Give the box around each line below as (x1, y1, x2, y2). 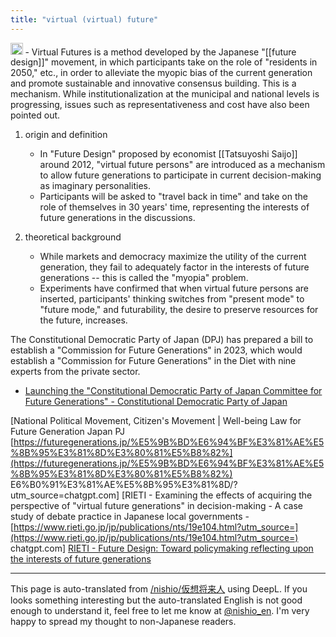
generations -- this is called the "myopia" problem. (39, 272, 249, 284)
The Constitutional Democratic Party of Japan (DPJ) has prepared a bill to (10, 334, 314, 346)
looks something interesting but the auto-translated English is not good (10, 594, 303, 606)
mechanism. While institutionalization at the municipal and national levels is (10, 88, 320, 100)
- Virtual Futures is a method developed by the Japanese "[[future (24, 46, 297, 58)
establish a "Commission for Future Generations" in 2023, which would (10, 344, 303, 356)
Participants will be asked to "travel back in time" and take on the (39, 191, 308, 203)
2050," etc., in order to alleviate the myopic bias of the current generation (10, 67, 313, 79)
